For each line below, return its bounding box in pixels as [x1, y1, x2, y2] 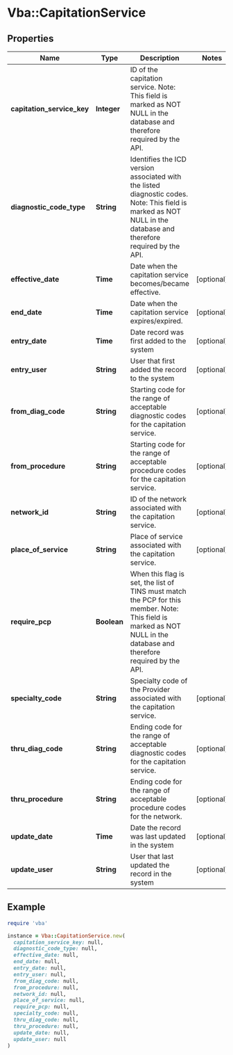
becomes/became [130, 279, 189, 288]
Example [7, 901, 46, 913]
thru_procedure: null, [13, 1022, 79, 1030]
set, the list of [130, 578, 175, 587]
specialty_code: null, [13, 1010, 79, 1017]
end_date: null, [13, 958, 60, 965]
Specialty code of [130, 676, 188, 686]
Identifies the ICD [130, 154, 187, 164]
